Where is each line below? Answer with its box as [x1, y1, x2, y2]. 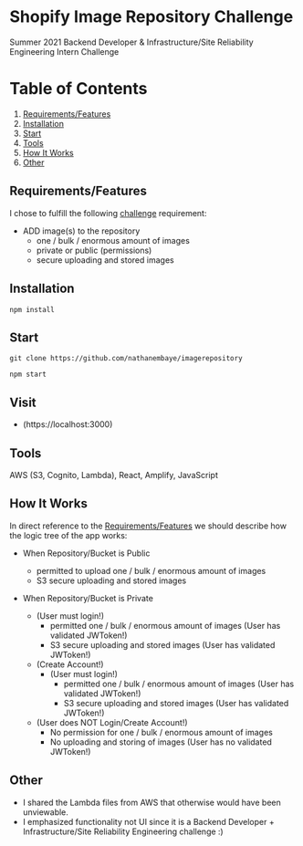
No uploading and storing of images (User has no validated [49, 736, 272, 747]
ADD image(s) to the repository [22, 225, 141, 236]
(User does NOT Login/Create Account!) [36, 716, 189, 727]
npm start [9, 370, 47, 380]
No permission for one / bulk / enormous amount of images [49, 726, 274, 737]
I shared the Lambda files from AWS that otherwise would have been [22, 797, 281, 808]
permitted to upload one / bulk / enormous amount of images [36, 565, 266, 576]
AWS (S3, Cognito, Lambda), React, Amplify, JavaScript [9, 469, 219, 480]
